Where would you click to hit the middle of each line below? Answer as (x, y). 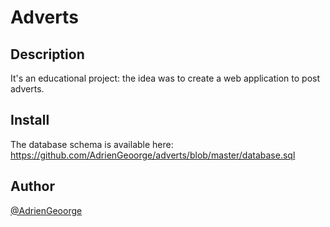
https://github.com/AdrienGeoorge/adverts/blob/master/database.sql (153, 155)
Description (47, 54)
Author (32, 186)
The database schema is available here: (92, 144)
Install (30, 120)
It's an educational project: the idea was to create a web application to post (165, 78)
